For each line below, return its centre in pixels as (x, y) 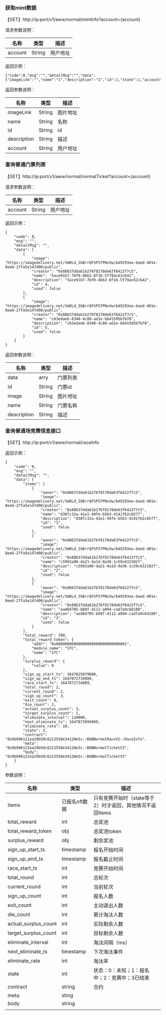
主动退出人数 (108, 905)
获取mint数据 (21, 7)
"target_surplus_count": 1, (52, 713)
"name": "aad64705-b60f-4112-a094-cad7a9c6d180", (92, 609)
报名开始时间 (108, 850)
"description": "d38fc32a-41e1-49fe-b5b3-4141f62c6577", (100, 518)
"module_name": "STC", (55, 648)
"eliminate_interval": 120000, (55, 717)
